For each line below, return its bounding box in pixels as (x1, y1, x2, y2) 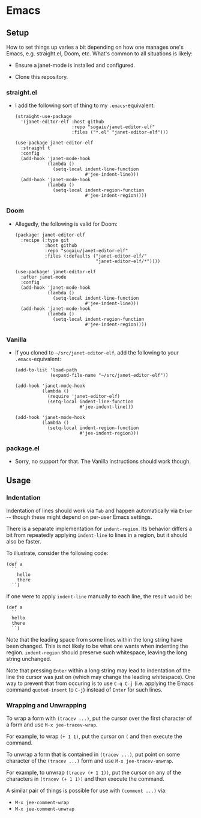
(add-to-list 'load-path (14, 367, 77, 373)
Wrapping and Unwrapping (6, 701, 87, 709)
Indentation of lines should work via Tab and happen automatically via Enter (6, 507, 193, 514)
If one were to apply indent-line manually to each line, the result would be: (6, 592, 193, 600)
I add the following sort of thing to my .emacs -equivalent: (14, 102, 155, 109)
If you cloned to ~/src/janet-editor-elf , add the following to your (14, 349, 179, 356)
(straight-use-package (14, 114, 72, 120)
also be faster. (6, 538, 41, 545)
